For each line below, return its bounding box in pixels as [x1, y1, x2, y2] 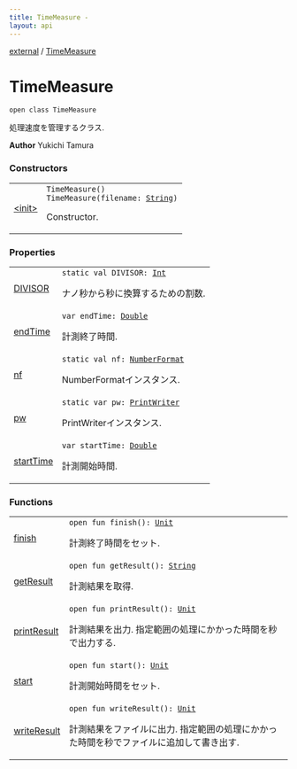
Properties [9, 245, 56, 258]
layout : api [9, 21, 53, 30]
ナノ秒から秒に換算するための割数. [61, 287, 206, 299]
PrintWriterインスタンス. [61, 417, 162, 430]
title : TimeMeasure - [9, 12, 89, 22]
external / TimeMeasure [9, 45, 96, 56]
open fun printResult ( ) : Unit [69, 604, 196, 614]
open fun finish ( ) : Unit [69, 517, 174, 528]
